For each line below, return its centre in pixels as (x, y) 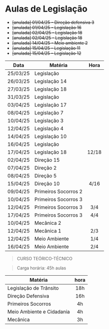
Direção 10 (47, 184)
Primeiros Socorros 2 (59, 191)
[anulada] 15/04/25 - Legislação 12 (47, 53)
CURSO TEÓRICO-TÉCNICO (45, 258)
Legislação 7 (49, 112)
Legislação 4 (49, 128)
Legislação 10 (51, 136)
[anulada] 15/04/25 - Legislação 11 (46, 48)
